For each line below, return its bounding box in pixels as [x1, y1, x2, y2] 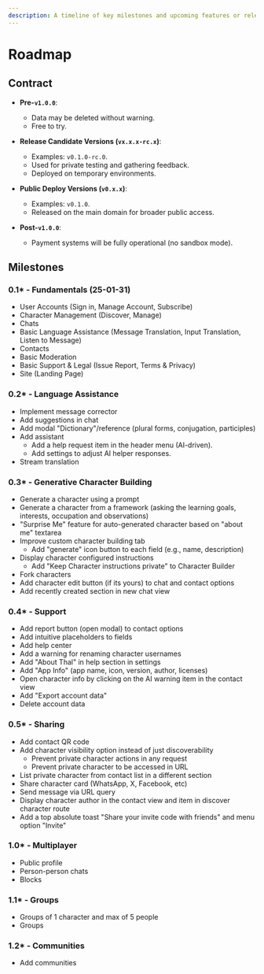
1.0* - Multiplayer [8, 840, 77, 851]
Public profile [19, 857, 63, 867]
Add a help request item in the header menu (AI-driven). [31, 440, 214, 450]
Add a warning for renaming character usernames [19, 649, 182, 658]
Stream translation [19, 457, 80, 466]
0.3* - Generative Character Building [8, 476, 152, 487]
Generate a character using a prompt [19, 494, 140, 504]
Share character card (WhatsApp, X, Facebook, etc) [19, 779, 188, 788]
